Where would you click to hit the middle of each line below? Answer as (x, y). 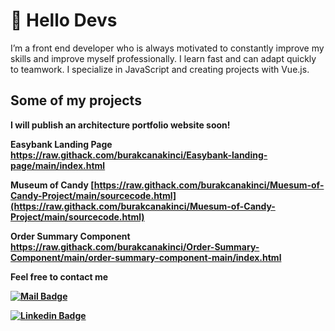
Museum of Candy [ (52, 185)
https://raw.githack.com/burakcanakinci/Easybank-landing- (139, 155)
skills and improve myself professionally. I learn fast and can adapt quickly (163, 58)
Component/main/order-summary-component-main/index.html (146, 257)
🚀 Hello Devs (64, 20)
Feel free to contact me (59, 276)
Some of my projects (76, 100)
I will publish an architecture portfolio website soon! (120, 125)
